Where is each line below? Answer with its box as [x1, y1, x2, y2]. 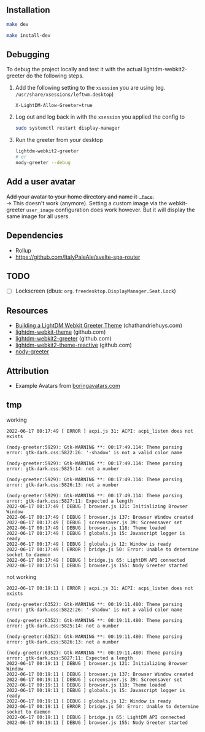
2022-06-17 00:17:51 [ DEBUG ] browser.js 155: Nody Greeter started [6, 562, 188, 569]
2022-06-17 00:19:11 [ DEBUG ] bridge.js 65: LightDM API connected [6, 714, 185, 720]
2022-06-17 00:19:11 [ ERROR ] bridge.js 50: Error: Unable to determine [6, 703, 199, 709]
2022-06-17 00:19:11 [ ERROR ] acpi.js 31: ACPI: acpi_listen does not [6, 585, 193, 591]
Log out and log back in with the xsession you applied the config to [15, 113, 185, 120]
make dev [6, 21, 29, 27]
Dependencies [6, 230, 63, 241]
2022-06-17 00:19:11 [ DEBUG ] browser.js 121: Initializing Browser [6, 660, 188, 666]
